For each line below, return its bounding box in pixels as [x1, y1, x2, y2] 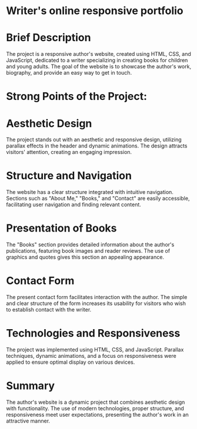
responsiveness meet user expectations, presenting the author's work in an [6, 411, 189, 418]
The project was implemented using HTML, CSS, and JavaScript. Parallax [6, 346, 184, 353]
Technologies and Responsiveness [6, 327, 181, 340]
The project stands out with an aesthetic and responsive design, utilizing [6, 136, 182, 143]
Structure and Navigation [6, 169, 132, 183]
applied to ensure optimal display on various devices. [6, 358, 135, 366]
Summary [6, 379, 55, 393]
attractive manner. [6, 417, 51, 424]
